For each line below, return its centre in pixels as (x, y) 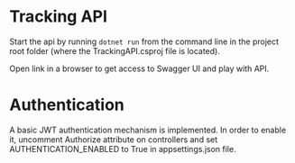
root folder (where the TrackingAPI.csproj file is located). (115, 50)
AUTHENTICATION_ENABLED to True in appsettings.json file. (123, 149)
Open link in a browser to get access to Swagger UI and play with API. (139, 68)
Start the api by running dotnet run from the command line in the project (144, 41)
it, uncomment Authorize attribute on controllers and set (114, 139)
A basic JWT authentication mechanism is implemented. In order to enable (148, 130)
